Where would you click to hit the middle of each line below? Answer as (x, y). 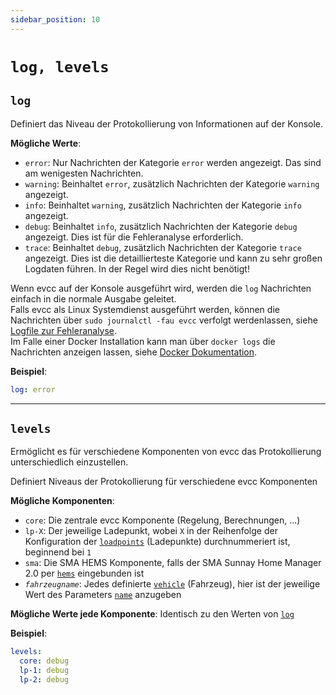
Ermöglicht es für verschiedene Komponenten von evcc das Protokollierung (166, 452)
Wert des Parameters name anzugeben (103, 595)
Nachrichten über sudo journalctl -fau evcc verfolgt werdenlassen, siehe (164, 320)
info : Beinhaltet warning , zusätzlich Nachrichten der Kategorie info (163, 205)
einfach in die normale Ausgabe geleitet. (93, 298)
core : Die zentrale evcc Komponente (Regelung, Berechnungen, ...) (162, 520)
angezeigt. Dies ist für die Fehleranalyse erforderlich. (134, 237)
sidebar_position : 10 (55, 19)
